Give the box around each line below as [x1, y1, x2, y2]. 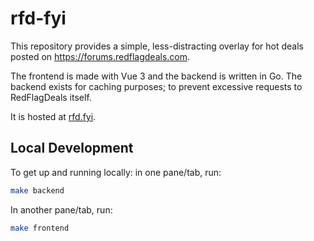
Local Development [10, 140, 134, 157]
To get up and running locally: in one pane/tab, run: [10, 166, 222, 178]
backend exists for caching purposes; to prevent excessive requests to [10, 80, 303, 92]
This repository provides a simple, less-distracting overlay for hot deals [10, 40, 304, 52]
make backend [10, 185, 65, 196]
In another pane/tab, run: [10, 203, 113, 216]
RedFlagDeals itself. [10, 91, 92, 103]
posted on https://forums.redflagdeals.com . [10, 50, 191, 62]
